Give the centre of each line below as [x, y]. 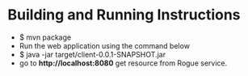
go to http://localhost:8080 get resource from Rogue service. [123, 63]
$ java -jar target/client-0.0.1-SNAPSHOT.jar [92, 54]
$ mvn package [45, 37]
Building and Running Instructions [124, 15]
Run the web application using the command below [105, 45]
